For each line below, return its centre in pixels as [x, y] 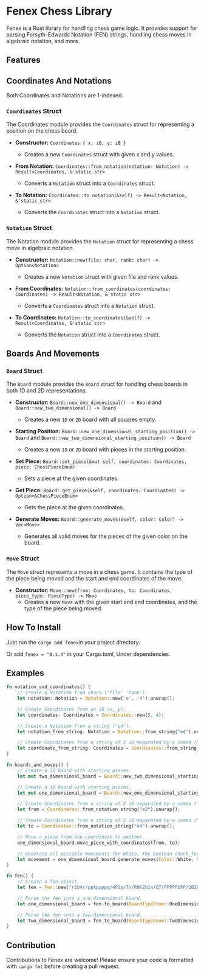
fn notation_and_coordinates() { [49, 687]
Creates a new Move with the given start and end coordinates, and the [110, 602]
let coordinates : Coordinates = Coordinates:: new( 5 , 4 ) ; [91, 715]
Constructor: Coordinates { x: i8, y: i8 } [70, 143]
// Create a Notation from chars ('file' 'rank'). [83, 693]
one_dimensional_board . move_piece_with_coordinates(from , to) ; [99, 843]
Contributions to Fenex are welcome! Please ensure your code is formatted [100, 960]
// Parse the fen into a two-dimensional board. [80, 915]
